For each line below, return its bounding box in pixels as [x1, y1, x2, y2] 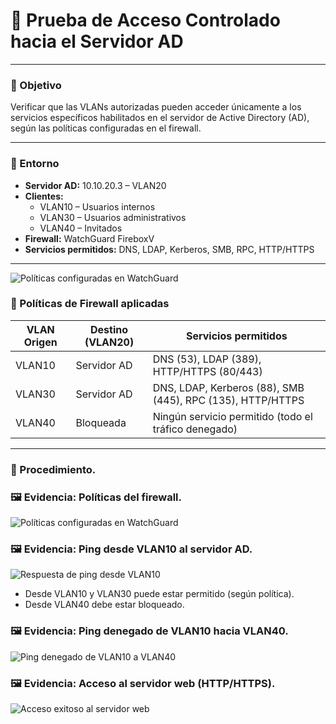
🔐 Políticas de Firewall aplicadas [10, 297, 170, 311]
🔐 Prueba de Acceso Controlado [10, 9, 281, 32]
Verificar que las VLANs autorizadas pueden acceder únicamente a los [10, 101, 302, 113]
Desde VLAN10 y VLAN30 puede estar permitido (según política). [24, 588, 295, 600]
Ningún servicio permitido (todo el [152, 409, 313, 423]
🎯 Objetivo [10, 78, 62, 92]
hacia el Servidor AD [10, 30, 184, 53]
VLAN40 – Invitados [39, 222, 123, 234]
